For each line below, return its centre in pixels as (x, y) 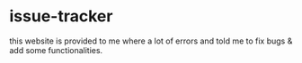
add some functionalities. (56, 50)
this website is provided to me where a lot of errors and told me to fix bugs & (151, 41)
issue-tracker (61, 16)
